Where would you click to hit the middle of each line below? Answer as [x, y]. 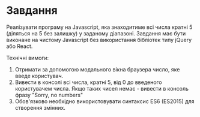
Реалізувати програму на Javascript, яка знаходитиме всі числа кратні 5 [99, 27]
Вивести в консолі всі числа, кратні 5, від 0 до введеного [88, 82]
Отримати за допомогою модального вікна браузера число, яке [97, 69]
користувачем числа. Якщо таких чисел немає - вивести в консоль [102, 88]
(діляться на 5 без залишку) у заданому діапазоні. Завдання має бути [96, 33]
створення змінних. [40, 107]
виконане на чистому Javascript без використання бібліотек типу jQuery [99, 40]
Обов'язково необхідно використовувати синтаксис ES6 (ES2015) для [105, 101]
